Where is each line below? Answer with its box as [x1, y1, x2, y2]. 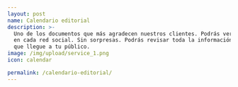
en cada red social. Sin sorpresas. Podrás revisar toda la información [13, 37, 233, 44]
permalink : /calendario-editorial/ [7, 69, 113, 76]
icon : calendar [7, 57, 52, 64]
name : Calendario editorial [7, 17, 91, 24]
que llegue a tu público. [13, 43, 91, 50]
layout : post [7, 10, 46, 18]
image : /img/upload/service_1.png [7, 50, 110, 57]
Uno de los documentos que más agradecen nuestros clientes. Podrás [13, 30, 220, 37]
